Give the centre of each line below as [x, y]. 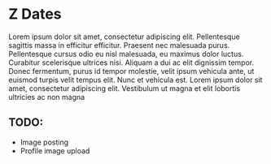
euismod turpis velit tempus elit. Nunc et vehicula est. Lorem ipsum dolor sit [135, 80]
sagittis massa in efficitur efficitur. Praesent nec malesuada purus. [119, 45]
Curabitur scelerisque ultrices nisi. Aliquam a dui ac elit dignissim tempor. [131, 63]
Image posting [44, 142]
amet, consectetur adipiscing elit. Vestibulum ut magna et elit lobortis [125, 88]
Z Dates [35, 14]
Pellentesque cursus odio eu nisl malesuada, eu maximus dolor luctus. [126, 54]
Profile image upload [55, 150]
